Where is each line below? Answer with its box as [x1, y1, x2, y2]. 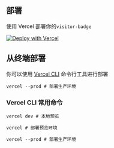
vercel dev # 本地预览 [6, 113, 59, 119]
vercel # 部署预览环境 [6, 125, 58, 131]
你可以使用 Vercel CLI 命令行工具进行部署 [6, 70, 109, 78]
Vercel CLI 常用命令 [6, 98, 63, 106]
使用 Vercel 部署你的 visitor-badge [6, 23, 92, 30]
